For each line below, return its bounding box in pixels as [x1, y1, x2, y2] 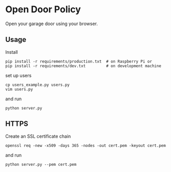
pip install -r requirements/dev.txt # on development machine [5, 63, 161, 69]
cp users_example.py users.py [5, 82, 70, 88]
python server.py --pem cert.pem [5, 162, 77, 167]
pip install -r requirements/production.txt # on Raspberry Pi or [5, 59, 153, 64]
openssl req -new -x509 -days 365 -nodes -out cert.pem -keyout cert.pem [5, 143, 166, 148]
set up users [5, 72, 32, 78]
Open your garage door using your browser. [5, 20, 98, 27]
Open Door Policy [5, 4, 81, 15]
